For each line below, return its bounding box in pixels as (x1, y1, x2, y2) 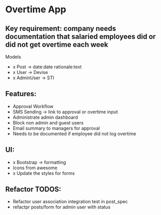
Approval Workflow (12, 103, 54, 109)
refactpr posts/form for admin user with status (12, 204, 111, 210)
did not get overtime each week (5, 40, 109, 49)
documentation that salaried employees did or (5, 32, 156, 41)
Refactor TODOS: (5, 185, 62, 194)
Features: (5, 89, 37, 98)
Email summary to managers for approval (12, 125, 100, 131)
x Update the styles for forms (12, 170, 75, 176)
